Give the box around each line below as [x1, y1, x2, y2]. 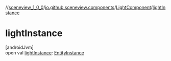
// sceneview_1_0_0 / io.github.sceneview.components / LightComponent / [5, 5, 153, 10]
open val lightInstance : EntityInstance [5, 49, 84, 55]
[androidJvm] [5, 44, 34, 50]
